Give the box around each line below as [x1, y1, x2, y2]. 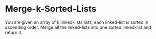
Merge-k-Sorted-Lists [5, 3, 97, 14]
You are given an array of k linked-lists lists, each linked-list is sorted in [5, 19, 149, 25]
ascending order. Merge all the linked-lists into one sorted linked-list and [5, 24, 152, 30]
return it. [5, 29, 22, 35]
